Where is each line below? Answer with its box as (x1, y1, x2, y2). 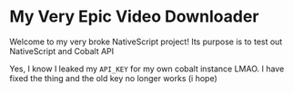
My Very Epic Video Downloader (9, 6, 259, 27)
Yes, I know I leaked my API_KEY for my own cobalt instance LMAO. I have (9, 63, 285, 74)
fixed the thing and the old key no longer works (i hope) (9, 72, 218, 83)
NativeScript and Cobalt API (9, 45, 115, 56)
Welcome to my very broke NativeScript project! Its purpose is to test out (9, 36, 283, 47)
